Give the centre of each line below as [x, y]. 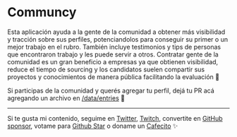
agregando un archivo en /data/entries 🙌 [66, 98]
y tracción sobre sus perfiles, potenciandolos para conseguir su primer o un [117, 39]
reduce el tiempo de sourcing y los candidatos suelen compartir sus [106, 69]
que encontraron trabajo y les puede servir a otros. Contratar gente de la [113, 54]
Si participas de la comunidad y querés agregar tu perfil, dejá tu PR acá [111, 90]
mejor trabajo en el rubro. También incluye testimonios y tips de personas [114, 47]
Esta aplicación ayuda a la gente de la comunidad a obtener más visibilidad [116, 32]
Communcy [42, 12]
